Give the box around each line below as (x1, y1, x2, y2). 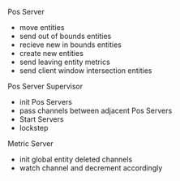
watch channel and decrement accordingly (19, 163, 163, 173)
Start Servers (19, 114, 64, 124)
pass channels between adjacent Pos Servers (19, 106, 173, 115)
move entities (19, 23, 65, 32)
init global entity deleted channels (19, 154, 133, 164)
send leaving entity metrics (19, 57, 110, 67)
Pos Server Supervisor (7, 81, 83, 91)
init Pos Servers (19, 97, 73, 106)
